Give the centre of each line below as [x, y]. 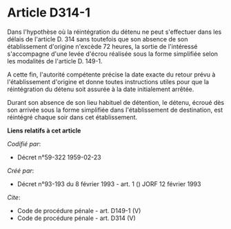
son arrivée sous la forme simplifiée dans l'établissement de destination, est [115, 110]
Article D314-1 [49, 13]
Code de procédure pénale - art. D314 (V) [76, 218]
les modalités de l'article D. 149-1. [55, 61]
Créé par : [21, 170]
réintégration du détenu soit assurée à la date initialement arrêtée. [101, 89]
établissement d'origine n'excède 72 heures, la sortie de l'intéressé [102, 46]
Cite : [14, 197]
